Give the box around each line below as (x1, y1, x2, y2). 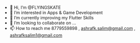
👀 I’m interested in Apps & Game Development (9, 10, 103, 15)
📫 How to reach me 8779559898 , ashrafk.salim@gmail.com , (9, 26, 136, 31)
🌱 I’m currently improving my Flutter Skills (9, 15, 94, 20)
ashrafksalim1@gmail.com (9, 32, 63, 38)
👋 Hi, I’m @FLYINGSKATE (9, 5, 61, 10)
